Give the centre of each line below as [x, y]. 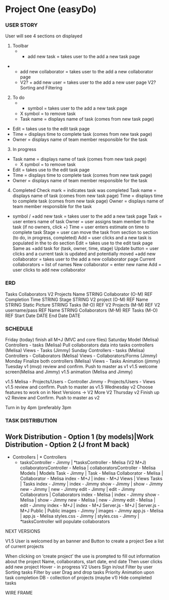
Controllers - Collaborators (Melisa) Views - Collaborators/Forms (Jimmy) [81, 356]
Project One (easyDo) [51, 9]
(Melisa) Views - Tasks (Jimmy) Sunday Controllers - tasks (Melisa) [75, 351]
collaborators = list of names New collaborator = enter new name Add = [87, 265]
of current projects [25, 546]
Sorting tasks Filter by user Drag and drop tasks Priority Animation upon [80, 572]
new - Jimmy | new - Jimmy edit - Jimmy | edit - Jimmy [77, 489]
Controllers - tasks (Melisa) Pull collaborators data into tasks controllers [79, 345]
